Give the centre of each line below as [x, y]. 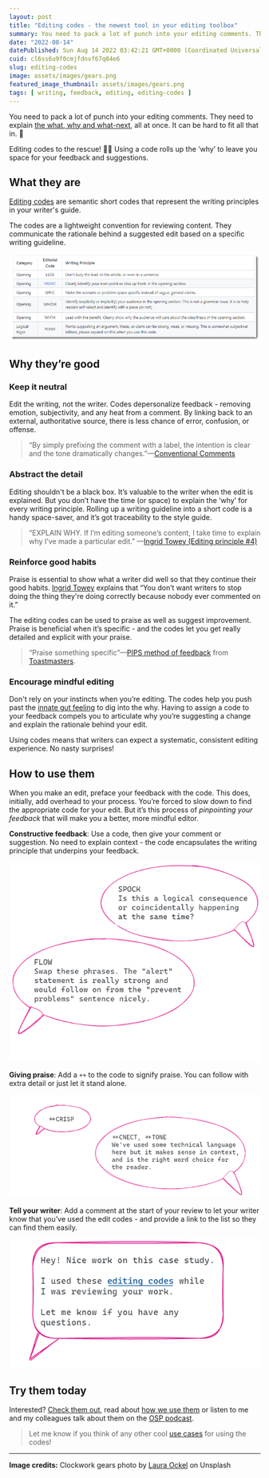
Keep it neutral [38, 386]
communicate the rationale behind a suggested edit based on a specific [127, 234]
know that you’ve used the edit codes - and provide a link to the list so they [133, 1219]
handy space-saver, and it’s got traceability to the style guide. [111, 517]
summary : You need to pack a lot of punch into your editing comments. [131, 34]
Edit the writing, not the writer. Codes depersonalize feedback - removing [130, 404]
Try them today [48, 1391]
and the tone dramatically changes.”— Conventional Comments [132, 454]
